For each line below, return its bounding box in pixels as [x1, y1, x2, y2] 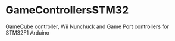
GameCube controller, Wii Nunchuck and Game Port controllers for [5, 23, 169, 30]
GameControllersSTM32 [5, 4, 129, 17]
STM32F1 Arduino [5, 29, 50, 36]
